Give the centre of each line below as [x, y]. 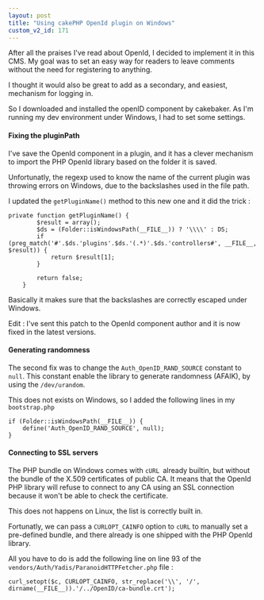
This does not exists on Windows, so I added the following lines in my [122, 400]
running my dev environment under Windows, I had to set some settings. [127, 117]
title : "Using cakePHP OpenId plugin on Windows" [92, 23]
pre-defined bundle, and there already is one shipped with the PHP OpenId [130, 535]
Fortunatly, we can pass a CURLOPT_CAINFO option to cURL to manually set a [128, 526]
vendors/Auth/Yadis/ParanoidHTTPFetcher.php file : [91, 567]
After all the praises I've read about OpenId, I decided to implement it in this [132, 53]
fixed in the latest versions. [52, 332]
